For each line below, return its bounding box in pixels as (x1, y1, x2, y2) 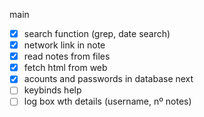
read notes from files (23, 50, 111, 63)
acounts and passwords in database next (23, 73, 194, 85)
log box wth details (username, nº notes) (23, 95, 192, 108)
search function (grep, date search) (23, 28, 171, 39)
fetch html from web (23, 62, 108, 74)
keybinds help (23, 84, 82, 96)
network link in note (23, 39, 106, 51)
